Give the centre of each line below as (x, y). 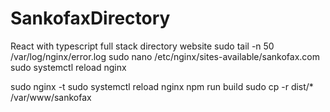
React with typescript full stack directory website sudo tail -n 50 (142, 46)
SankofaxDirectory (90, 18)
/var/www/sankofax (51, 97)
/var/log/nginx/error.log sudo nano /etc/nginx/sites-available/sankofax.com (165, 56)
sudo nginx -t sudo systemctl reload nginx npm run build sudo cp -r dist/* (162, 86)
